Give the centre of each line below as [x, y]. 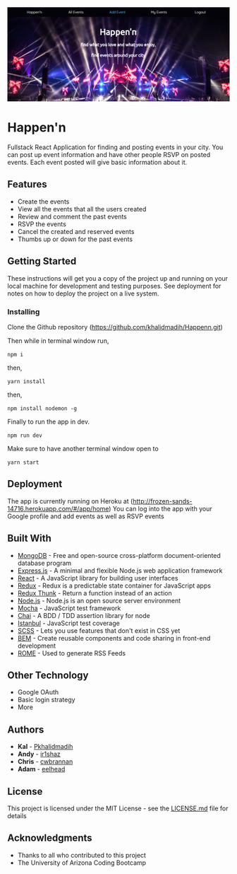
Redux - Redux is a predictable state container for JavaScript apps [114, 585]
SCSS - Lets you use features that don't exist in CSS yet [99, 630]
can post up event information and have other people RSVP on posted [109, 155]
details [17, 816]
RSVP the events [42, 224]
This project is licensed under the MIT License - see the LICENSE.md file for [118, 808]
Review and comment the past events [72, 216]
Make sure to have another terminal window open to [83, 448]
